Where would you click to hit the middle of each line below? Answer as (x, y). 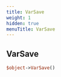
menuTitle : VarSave (31, 29)
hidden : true (23, 23)
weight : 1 (19, 18)
